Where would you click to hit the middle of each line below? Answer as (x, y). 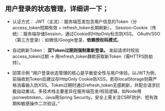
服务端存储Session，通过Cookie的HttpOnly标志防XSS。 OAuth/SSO (92, 34)
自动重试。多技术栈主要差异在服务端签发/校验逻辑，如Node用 (79, 91)
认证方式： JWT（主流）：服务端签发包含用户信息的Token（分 (74, 22)
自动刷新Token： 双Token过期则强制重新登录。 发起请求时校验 (76, 50)
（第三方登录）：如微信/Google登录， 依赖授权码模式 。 (67, 40)
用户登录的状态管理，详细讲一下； (57, 9)
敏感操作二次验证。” (40, 103)
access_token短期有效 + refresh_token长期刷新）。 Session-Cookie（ (82, 27)
